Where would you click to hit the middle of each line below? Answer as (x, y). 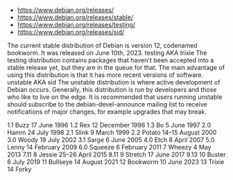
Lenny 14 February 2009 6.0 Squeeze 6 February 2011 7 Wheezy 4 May (109, 147)
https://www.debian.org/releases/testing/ (76, 25)
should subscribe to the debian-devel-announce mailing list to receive (107, 104)
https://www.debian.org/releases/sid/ (71, 32)
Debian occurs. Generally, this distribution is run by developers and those (112, 90)
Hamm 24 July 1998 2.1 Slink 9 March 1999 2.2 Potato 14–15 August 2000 (112, 132)
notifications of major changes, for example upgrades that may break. (107, 111)
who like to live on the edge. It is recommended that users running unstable (115, 97)
